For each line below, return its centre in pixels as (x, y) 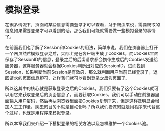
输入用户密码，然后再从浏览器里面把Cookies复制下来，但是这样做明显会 (82, 101)
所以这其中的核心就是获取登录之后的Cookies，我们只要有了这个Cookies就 (80, 88)
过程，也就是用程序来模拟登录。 (41, 113)
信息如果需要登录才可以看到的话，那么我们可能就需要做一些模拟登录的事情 (80, 30)
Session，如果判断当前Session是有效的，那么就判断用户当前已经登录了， (79, 72)
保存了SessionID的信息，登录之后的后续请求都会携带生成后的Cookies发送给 (82, 59)
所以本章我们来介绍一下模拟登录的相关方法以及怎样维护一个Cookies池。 (78, 123)
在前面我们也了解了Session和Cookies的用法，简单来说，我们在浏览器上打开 (82, 47)
